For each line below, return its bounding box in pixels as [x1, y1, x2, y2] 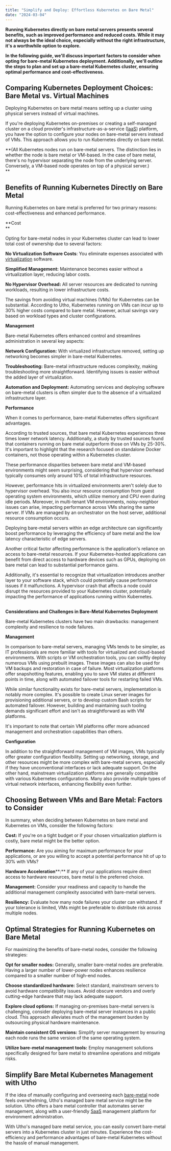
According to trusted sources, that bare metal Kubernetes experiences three [5, 430, 166, 436]
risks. [5, 1055, 17, 1062]
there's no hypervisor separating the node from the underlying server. [5, 157, 153, 163]
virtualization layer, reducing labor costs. [5, 271, 91, 277]
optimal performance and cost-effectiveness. [5, 68, 105, 75]
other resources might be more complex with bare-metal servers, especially [5, 759, 165, 765]
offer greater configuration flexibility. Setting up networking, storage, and [5, 754, 159, 760]
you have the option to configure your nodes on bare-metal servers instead [5, 131, 164, 137]
